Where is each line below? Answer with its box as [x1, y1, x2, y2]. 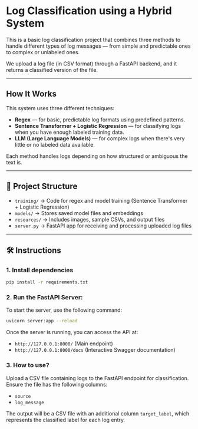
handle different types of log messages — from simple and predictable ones [6, 42, 191, 49]
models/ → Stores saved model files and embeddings [14, 209, 143, 216]
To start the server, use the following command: [6, 306, 123, 313]
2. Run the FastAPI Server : [6, 293, 83, 302]
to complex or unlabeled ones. [6, 48, 80, 55]
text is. [6, 159, 22, 166]
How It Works [6, 89, 57, 99]
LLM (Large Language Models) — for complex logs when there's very [14, 134, 185, 142]
